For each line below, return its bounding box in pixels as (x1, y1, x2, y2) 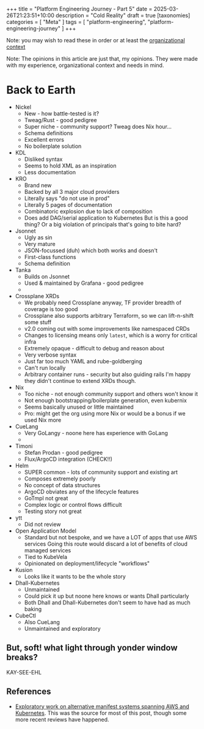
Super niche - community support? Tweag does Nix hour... (24, 123, 172, 130)
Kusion (15, 566, 33, 573)
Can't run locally (24, 364, 66, 371)
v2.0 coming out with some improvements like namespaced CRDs (24, 325, 191, 332)
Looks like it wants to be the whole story (24, 573, 126, 580)
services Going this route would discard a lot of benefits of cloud (24, 540, 188, 547)
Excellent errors (24, 136, 64, 143)
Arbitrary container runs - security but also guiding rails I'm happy (24, 371, 191, 378)
